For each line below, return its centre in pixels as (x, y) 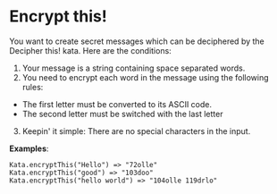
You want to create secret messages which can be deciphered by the (137, 41)
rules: (33, 87)
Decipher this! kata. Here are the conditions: (90, 50)
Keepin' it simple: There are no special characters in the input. (136, 131)
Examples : (29, 148)
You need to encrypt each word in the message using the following (146, 77)
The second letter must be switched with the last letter (122, 114)
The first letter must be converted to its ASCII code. (117, 104)
